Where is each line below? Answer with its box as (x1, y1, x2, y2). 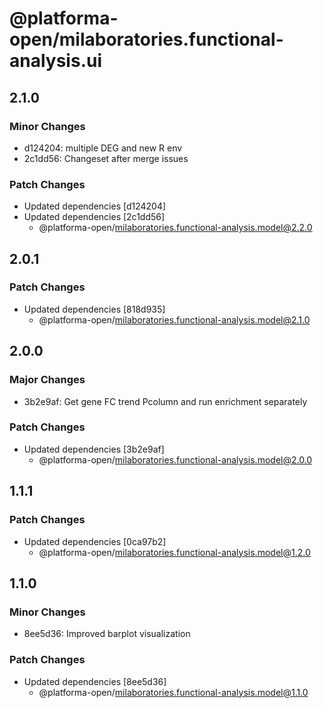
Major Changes (9, 373, 86, 387)
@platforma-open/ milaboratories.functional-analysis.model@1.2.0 (38, 546, 311, 558)
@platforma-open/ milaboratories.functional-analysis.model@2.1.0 (38, 313, 311, 326)
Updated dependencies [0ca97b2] (23, 535, 167, 547)
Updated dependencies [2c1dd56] (23, 211, 166, 223)
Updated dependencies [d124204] (23, 200, 167, 212)
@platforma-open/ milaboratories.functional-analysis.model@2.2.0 (38, 222, 313, 234)
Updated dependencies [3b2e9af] (23, 443, 165, 455)
